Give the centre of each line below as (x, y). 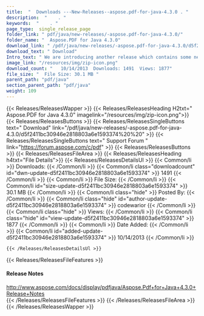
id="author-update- (143, 199)
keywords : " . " (32, 23)
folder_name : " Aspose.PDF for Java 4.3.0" (63, 40)
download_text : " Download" (42, 52)
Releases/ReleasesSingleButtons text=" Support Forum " (77, 140)
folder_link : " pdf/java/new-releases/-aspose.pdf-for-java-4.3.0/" (95, 35)
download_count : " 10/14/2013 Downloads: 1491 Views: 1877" (89, 68)
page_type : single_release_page (49, 29)
